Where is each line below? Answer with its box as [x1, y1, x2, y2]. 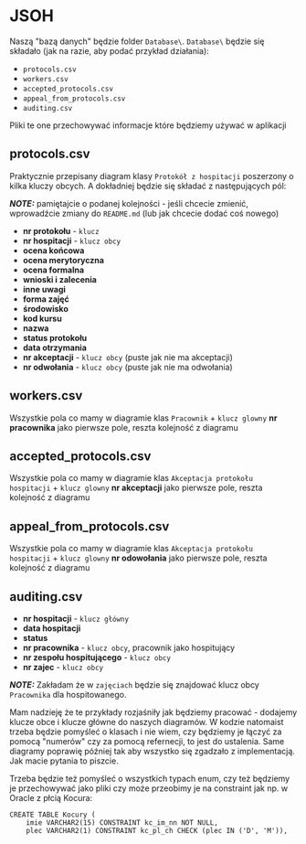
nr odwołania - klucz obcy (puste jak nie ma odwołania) [22, 361, 233, 372]
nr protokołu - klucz [22, 225, 100, 236]
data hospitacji [22, 623, 81, 634]
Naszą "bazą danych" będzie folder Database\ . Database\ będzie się [9, 36, 265, 47]
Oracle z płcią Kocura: [9, 793, 93, 803]
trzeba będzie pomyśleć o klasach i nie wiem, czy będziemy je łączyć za [9, 726, 282, 737]
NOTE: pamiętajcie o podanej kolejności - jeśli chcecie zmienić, [9, 198, 249, 208]
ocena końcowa [22, 244, 85, 256]
